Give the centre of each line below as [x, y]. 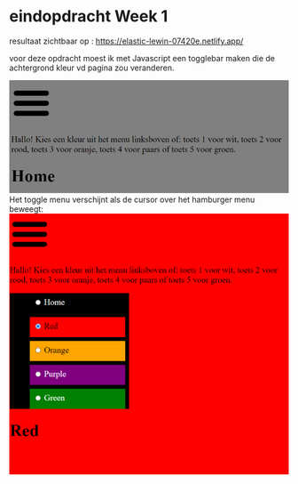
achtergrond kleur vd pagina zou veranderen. [92, 68]
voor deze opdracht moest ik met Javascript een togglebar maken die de [142, 58]
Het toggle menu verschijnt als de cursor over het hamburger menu [132, 199]
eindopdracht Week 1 [89, 16]
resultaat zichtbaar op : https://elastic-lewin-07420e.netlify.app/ [126, 41]
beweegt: [27, 209]
